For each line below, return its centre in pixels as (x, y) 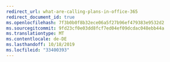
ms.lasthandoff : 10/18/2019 (41, 45)
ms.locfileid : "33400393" (38, 50)
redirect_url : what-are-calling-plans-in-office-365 (72, 12)
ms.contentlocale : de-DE (36, 39)
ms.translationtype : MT (35, 34)
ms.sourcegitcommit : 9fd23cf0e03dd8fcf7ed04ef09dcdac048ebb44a (85, 28)
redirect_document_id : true (41, 17)
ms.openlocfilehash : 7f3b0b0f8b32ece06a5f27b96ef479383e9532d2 (85, 22)
